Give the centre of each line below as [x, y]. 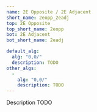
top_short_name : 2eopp [35, 29]
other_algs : [21, 68]
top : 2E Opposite [28, 23]
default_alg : [23, 51]
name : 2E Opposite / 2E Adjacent [49, 12]
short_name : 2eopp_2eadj [38, 18]
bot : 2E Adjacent [28, 35]
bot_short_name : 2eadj [35, 40]
